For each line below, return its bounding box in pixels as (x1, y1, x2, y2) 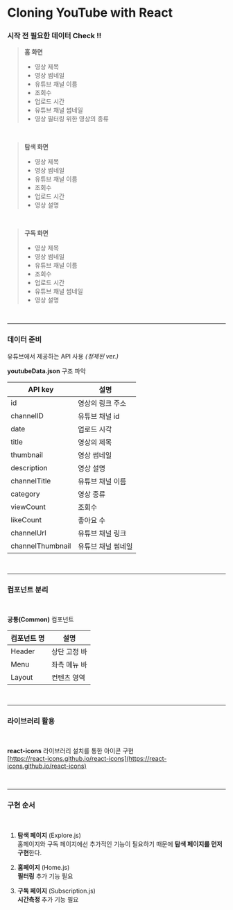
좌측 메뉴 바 (51, 660, 88, 670)
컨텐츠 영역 (51, 673, 85, 682)
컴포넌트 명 (10, 633, 45, 643)
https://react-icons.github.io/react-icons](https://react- (9, 755, 167, 763)
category (10, 489, 40, 499)
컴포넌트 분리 (7, 585, 49, 594)
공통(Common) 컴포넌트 (7, 615, 74, 624)
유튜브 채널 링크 (77, 529, 127, 538)
